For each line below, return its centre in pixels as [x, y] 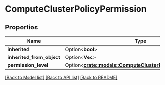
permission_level [28, 65]
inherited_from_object [34, 57]
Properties [22, 27]
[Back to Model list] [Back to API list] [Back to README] [61, 77]
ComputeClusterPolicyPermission [76, 9]
